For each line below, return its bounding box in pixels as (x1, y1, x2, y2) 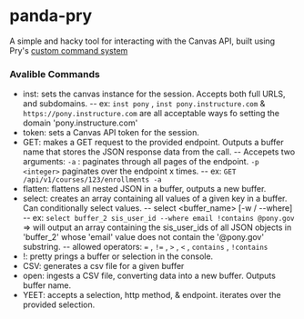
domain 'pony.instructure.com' (22, 117, 138, 128)
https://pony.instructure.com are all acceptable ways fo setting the (22, 108, 280, 119)
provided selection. (22, 299, 96, 310)
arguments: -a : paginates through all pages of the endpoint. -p (22, 156, 259, 167)
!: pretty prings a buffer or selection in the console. (22, 251, 214, 262)
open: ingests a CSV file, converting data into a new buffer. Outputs (22, 270, 276, 282)
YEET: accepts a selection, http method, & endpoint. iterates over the (22, 290, 282, 301)
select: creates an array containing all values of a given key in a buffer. (22, 193, 288, 204)
